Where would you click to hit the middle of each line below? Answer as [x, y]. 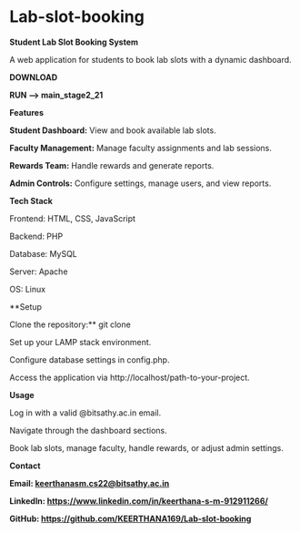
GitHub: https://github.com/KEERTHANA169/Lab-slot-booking [130, 518]
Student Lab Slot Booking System [74, 42]
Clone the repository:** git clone [70, 324]
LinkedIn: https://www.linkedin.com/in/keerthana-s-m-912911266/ [139, 501]
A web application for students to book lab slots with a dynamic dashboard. [151, 59]
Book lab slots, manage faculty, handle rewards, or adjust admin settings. [147, 447]
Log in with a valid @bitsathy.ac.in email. [85, 413]
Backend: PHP [36, 236]
